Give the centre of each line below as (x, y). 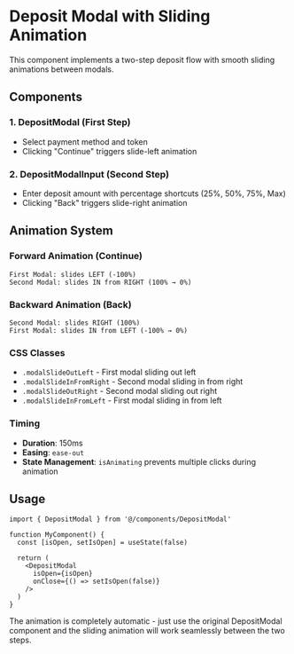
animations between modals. (62, 69)
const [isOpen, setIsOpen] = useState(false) (103, 543)
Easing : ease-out (53, 452)
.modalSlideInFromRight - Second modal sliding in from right (132, 382)
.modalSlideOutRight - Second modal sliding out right (120, 391)
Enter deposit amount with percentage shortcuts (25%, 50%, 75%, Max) (154, 193)
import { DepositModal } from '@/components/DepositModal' (120, 520)
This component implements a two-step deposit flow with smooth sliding (142, 59)
